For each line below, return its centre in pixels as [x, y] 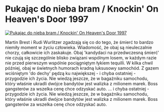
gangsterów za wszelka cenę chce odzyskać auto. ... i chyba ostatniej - [77, 89]
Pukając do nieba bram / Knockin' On [82, 9]
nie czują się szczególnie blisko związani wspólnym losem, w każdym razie [81, 57]
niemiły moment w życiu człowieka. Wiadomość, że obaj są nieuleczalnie [79, 47]
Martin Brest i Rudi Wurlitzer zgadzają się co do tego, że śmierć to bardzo [79, 42]
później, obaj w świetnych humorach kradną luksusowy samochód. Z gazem [82, 68]
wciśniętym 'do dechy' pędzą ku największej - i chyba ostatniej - [70, 73]
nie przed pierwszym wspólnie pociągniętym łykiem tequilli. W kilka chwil [79, 63]
